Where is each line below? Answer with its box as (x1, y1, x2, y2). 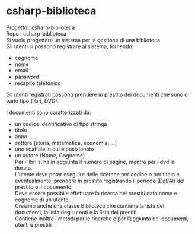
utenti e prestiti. (14, 221, 53, 228)
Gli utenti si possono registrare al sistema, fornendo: (6, 43, 134, 50)
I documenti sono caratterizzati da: (6, 109, 91, 116)
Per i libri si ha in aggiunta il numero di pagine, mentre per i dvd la (14, 158, 175, 165)
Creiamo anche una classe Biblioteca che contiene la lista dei (14, 202, 165, 209)
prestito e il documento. (14, 183, 73, 191)
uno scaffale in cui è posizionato (14, 146, 94, 153)
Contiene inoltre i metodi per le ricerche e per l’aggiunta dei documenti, (14, 215, 189, 222)
